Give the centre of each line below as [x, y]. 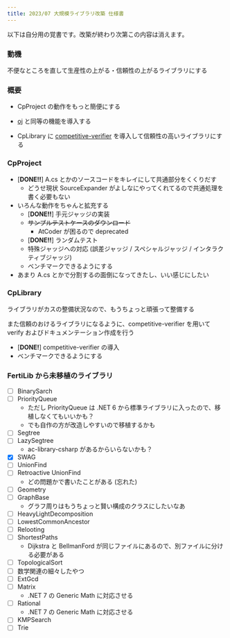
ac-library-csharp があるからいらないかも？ [90, 449]
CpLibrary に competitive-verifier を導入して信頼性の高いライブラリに [117, 136]
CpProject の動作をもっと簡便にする [69, 107]
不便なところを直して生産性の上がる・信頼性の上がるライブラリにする [107, 70]
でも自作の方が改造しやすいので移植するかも [91, 425]
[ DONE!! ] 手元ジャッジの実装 [69, 214]
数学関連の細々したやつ [51, 571]
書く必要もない [49, 196]
